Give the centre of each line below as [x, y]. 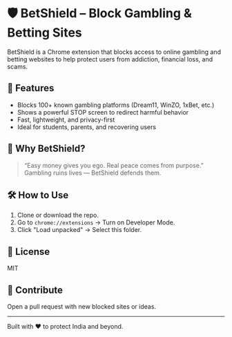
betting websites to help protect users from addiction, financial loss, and [110, 59]
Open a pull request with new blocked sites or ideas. [82, 307]
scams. [18, 66]
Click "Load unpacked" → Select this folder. [79, 230]
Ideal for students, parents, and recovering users [87, 127]
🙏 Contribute [35, 290]
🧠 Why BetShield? [46, 149]
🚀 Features [31, 88]
